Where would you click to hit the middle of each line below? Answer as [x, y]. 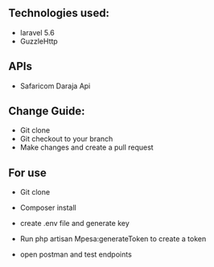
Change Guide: [47, 111]
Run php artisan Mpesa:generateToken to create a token [113, 239]
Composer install [48, 207]
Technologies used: [59, 13]
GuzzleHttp [39, 41]
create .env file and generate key [75, 224]
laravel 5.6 [37, 32]
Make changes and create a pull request [87, 147]
